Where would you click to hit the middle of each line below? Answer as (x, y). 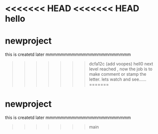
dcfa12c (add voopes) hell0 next (121, 64)
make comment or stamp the (118, 74)
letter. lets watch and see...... (118, 79)
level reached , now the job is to (121, 69)
